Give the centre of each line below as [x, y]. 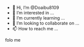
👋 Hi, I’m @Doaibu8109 [36, 8]
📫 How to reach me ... [35, 29]
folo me [13, 40]
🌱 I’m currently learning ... [39, 18]
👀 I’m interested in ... [33, 13]
